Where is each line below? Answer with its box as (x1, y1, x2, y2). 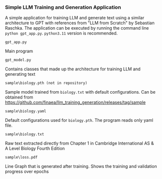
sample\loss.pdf (5, 155, 38, 160)
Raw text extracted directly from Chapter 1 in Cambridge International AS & (5, 140, 154, 146)
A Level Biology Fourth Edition (5, 146, 65, 151)
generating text (5, 71, 35, 77)
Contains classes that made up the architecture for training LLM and (5, 66, 141, 72)
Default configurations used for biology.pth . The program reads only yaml (5, 117, 153, 123)
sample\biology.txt (5, 132, 44, 137)
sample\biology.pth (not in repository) (5, 81, 88, 86)
